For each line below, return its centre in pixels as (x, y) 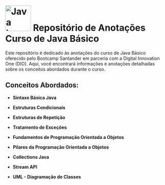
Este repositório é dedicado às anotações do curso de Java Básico (76, 53)
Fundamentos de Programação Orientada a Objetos (68, 137)
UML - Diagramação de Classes (47, 177)
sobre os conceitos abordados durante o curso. (55, 69)
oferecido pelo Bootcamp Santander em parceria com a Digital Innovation (82, 58)
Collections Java (31, 157)
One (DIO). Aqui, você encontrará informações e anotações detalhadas (80, 63)
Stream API (25, 167)
